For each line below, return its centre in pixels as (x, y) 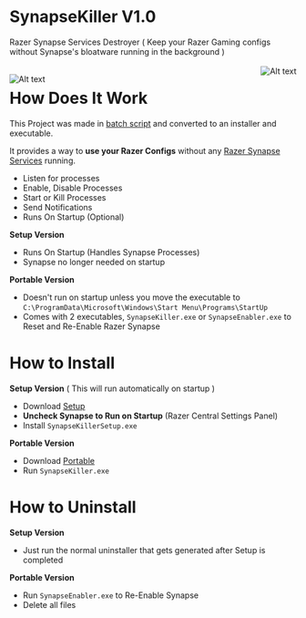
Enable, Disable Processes (72, 188)
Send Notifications (57, 207)
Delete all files (49, 604)
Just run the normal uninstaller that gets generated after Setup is (144, 550)
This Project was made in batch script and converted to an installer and (143, 123)
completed (43, 560)
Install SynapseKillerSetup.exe (80, 425)
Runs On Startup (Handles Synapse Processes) (111, 252)
